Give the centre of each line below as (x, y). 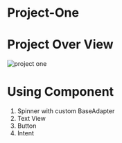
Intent (26, 133)
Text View (32, 119)
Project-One (43, 13)
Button (27, 126)
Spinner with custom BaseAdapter (66, 111)
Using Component (61, 92)
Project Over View (60, 45)
